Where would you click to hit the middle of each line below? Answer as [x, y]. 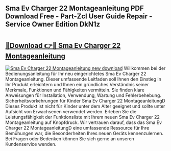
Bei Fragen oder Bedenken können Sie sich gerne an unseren [70, 139]
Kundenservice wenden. [31, 144]
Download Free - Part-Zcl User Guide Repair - [79, 17]
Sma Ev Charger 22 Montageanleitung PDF [75, 8]
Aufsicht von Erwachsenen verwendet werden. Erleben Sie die [71, 111]
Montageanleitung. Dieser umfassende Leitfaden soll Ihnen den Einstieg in [83, 79]
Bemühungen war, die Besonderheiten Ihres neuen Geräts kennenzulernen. [84, 133]
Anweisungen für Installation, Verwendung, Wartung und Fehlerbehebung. [83, 95]
